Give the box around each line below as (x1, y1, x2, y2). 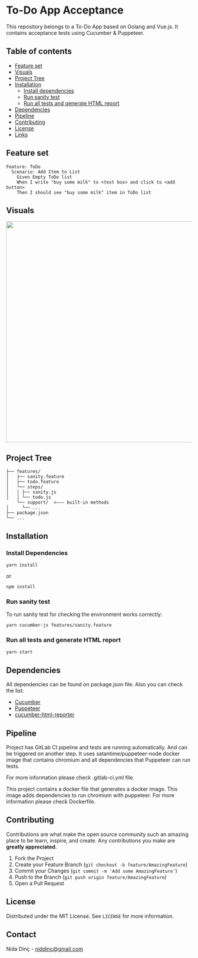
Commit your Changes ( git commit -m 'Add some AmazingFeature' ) (14, 867, 178, 874)
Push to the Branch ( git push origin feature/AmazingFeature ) (14, 873, 167, 880)
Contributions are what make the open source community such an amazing (6, 831, 189, 838)
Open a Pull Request (14, 880, 65, 887)
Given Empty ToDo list (16, 174, 72, 180)
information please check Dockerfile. (6, 798, 96, 805)
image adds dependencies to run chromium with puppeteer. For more (6, 792, 175, 799)
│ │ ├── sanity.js (6, 489, 57, 495)
